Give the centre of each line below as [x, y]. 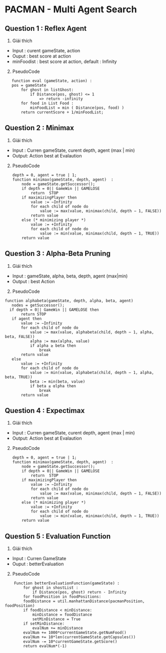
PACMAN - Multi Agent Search [71, 9]
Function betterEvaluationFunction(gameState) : [67, 583]
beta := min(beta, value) [58, 381]
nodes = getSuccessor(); [38, 305]
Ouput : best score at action [42, 56]
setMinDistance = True [56, 619]
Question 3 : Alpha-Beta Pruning [58, 254]
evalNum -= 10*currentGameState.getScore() [70, 642]
